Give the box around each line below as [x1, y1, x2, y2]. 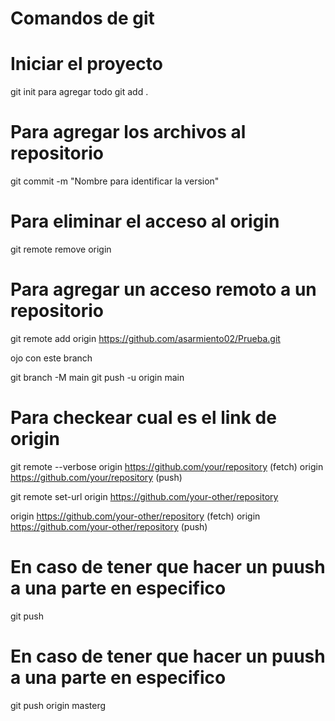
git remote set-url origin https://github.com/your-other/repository [10, 490, 279, 502]
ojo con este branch [10, 352, 93, 364]
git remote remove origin [10, 243, 112, 255]
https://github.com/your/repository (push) [10, 471, 183, 483]
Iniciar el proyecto [10, 53, 163, 76]
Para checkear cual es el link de [10, 407, 277, 429]
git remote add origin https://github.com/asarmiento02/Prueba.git [10, 332, 281, 344]
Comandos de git [10, 7, 155, 30]
